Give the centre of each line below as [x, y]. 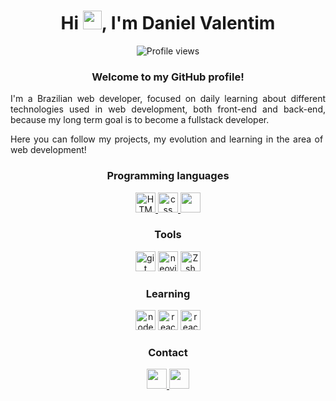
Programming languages [168, 176]
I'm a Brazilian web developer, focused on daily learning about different [168, 99]
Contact [168, 353]
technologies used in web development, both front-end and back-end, [168, 109]
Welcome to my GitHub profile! [168, 77]
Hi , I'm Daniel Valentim [168, 23]
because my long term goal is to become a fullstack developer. [140, 120]
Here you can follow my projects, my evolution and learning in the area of [167, 139]
